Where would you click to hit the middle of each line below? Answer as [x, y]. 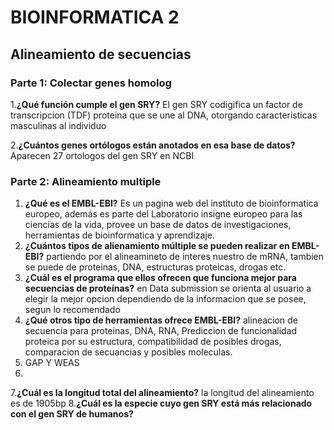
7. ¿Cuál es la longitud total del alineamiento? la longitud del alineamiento [162, 393]
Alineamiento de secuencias [101, 54]
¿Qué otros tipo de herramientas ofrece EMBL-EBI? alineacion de [161, 320]
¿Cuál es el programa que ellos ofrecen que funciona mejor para [160, 278]
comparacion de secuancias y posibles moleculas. [128, 352]
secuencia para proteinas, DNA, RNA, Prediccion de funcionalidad [161, 331]
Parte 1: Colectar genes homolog [91, 83]
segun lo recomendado [72, 310]
